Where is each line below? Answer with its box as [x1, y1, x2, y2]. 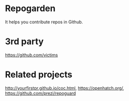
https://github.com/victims [5, 52, 58, 58]
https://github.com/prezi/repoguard [5, 90, 76, 96]
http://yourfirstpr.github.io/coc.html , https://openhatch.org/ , [5, 85, 125, 91]
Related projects [5, 69, 73, 80]
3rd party [5, 36, 44, 47]
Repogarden [5, 3, 56, 14]
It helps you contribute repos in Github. [5, 19, 83, 25]
